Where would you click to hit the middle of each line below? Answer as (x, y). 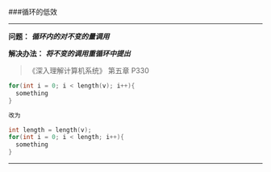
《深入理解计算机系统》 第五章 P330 (88, 70)
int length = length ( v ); (50, 130)
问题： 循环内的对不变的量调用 (59, 36)
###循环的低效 (33, 12)
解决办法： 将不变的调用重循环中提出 (69, 53)
